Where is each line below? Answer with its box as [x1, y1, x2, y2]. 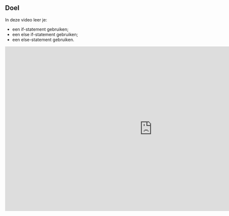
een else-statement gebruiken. [12, 37, 74, 42]
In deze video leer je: [5, 17, 47, 22]
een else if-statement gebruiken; [12, 31, 78, 37]
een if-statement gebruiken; [12, 26, 69, 32]
